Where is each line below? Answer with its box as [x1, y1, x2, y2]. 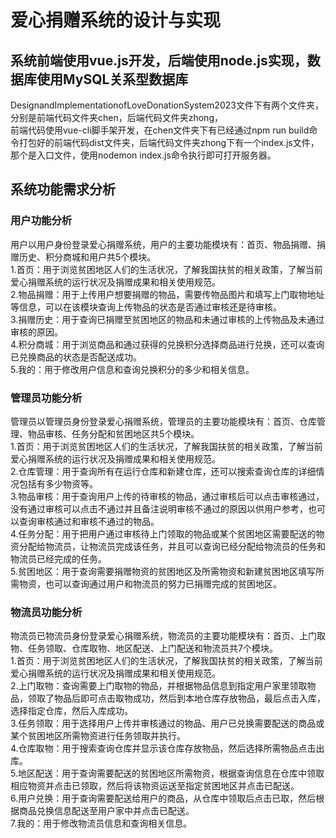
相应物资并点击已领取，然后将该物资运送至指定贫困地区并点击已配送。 [10, 780, 300, 792]
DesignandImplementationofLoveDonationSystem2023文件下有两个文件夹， [10, 99, 324, 111]
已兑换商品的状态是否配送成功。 [10, 351, 142, 363]
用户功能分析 [10, 214, 73, 228]
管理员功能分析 [10, 391, 83, 405]
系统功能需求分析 [10, 181, 116, 198]
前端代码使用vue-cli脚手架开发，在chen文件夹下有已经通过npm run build [10, 124, 310, 136]
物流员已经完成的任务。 [10, 552, 107, 565]
